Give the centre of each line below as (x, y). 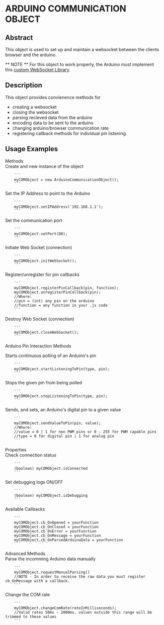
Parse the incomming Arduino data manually (50, 559)
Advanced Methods (25, 553)
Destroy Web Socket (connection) (40, 319)
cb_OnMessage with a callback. (38, 581)
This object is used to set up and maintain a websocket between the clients (82, 49)
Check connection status (31, 455)
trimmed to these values (31, 617)
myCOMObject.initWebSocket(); (45, 261)
